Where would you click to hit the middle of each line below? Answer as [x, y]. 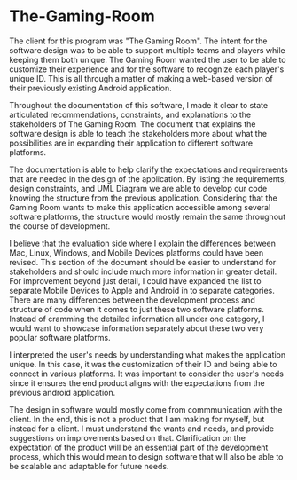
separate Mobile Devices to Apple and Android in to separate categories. [142, 290]
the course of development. [60, 226]
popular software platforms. [60, 337]
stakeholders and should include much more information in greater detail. [143, 271]
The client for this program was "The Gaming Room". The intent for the [138, 41]
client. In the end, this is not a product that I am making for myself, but [137, 419]
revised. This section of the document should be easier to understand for [143, 262]
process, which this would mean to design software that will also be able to [146, 456]
